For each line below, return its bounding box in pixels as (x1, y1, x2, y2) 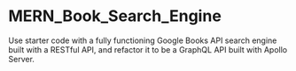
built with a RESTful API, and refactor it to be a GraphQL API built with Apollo (8, 44, 288, 54)
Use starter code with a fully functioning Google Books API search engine (8, 35, 277, 46)
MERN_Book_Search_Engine (8, 6, 222, 26)
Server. (8, 53, 35, 64)
